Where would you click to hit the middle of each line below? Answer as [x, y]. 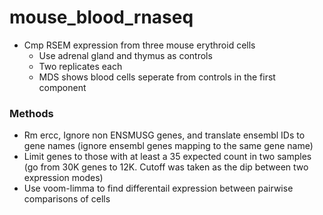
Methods [31, 113]
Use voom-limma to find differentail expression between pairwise [158, 188]
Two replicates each [80, 66]
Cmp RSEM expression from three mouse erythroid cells [139, 45]
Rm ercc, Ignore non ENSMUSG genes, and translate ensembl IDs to [164, 135]
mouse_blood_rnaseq [101, 17]
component [62, 87]
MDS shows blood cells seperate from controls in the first [157, 77]
